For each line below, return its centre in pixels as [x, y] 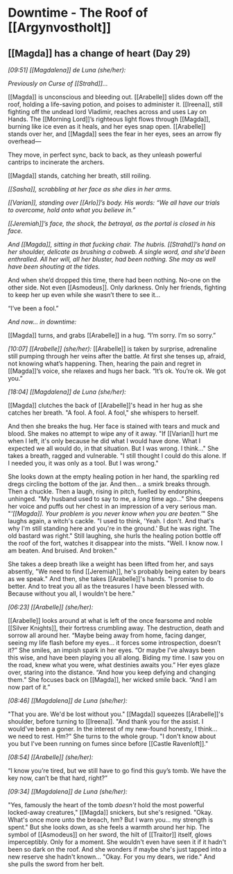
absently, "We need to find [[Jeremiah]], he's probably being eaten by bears [117, 571]
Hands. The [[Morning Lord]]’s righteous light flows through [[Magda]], [109, 119]
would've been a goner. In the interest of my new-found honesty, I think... [113, 729]
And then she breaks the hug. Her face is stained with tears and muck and [114, 426]
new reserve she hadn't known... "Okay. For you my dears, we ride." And [112, 857]
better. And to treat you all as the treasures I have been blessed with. [106, 586]
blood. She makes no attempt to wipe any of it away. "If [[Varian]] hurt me [113, 434]
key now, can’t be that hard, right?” [58, 778]
